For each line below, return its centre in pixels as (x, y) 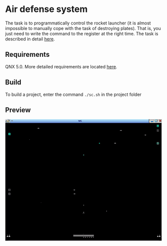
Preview (18, 110)
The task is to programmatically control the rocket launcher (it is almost (78, 23)
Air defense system (46, 9)
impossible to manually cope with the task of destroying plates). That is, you (83, 28)
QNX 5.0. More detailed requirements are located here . (61, 66)
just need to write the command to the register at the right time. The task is (82, 33)
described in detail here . (30, 39)
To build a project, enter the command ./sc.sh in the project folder (73, 94)
